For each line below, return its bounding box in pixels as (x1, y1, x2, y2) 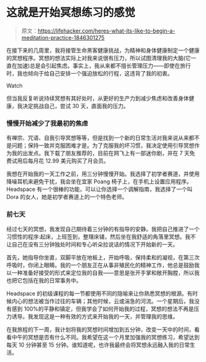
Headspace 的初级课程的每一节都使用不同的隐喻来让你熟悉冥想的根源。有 (6, 290, 193, 297)
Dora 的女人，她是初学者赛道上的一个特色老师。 (6, 193, 128, 201)
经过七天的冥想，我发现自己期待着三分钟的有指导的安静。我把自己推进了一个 (6, 225, 200, 233)
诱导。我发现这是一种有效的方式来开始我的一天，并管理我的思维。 (11, 312, 178, 320)
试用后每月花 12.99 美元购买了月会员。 (11, 157, 109, 164)
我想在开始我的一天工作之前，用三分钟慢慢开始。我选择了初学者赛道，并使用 (6, 170, 200, 178)
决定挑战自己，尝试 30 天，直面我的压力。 (22, 102, 129, 109)
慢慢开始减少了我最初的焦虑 (6, 119, 88, 128)
